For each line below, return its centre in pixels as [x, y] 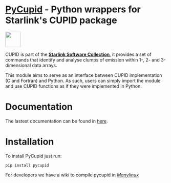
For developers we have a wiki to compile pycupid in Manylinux [72, 175]
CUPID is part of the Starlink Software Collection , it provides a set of [79, 54]
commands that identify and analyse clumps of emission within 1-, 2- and [82, 59]
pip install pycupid [27, 165]
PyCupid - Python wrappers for [73, 9]
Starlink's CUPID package [61, 20]
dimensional [18, 65]
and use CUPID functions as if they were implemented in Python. [74, 86]
